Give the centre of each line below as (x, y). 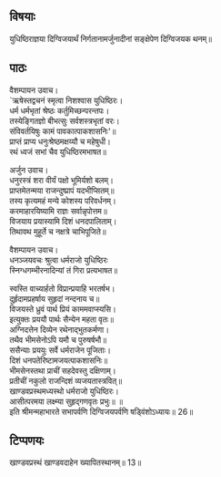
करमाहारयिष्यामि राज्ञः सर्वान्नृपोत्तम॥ (58, 211)
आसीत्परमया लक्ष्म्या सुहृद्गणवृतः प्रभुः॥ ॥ (66, 401)
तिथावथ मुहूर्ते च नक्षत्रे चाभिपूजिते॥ (58, 231)
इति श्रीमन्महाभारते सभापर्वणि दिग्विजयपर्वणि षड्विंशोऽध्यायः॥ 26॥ (101, 411)
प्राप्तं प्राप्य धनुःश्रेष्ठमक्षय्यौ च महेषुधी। (60, 141)
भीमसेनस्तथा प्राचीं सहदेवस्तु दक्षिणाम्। (63, 370)
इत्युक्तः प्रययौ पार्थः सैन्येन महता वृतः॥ (62, 319)
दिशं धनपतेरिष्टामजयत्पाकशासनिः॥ (59, 360)
